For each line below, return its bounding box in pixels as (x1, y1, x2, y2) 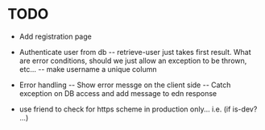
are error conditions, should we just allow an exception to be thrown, (19, 56, 247, 65)
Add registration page (19, 31, 92, 41)
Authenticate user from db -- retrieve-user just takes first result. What (19, 47, 251, 57)
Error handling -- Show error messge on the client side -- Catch (19, 80, 231, 90)
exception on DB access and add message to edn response (19, 88, 217, 98)
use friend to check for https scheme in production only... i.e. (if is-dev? (19, 104, 258, 114)
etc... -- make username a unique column (19, 64, 157, 73)
